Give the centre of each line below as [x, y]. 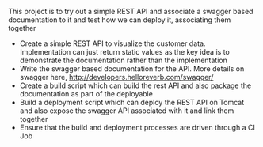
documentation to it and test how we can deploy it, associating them [120, 20]
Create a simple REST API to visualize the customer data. [112, 43]
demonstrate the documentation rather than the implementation [123, 60]
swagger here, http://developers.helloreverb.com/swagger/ [116, 77]
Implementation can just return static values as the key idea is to [124, 52]
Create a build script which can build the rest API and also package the [135, 85]
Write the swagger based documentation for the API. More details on [132, 69]
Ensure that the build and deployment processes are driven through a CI [137, 127]
